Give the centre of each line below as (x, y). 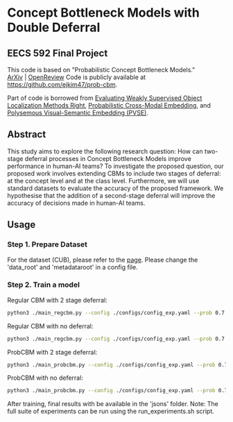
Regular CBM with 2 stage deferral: (57, 300)
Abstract (27, 134)
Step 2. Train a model (43, 285)
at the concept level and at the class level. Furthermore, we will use (103, 180)
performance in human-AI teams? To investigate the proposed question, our (115, 166)
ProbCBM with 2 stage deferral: (52, 352)
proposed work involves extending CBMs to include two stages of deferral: (114, 173)
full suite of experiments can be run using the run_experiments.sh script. (111, 412)
